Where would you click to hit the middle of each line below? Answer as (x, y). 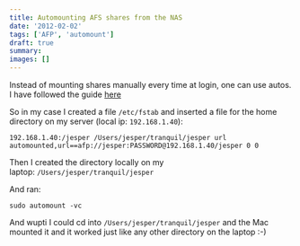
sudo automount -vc (46, 206)
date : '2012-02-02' (46, 26)
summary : (26, 51)
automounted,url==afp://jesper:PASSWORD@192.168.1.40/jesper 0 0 (134, 145)
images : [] (30, 59)
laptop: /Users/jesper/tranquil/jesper (82, 172)
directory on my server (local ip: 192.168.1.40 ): (96, 121)
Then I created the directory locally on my (87, 162)
